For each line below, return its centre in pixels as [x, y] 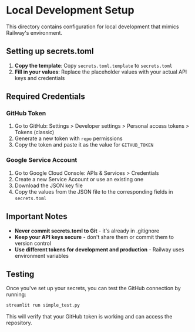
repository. [19, 323]
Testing [20, 274]
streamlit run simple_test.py [43, 306]
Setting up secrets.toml [50, 52]
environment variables [42, 255]
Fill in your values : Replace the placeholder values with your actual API [101, 72]
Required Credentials [46, 97]
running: [16, 294]
